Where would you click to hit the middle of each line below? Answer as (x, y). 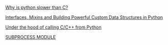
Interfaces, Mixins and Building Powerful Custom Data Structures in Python (84, 17)
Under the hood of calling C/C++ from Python (53, 27)
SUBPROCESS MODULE (31, 37)
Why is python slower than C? (37, 7)
